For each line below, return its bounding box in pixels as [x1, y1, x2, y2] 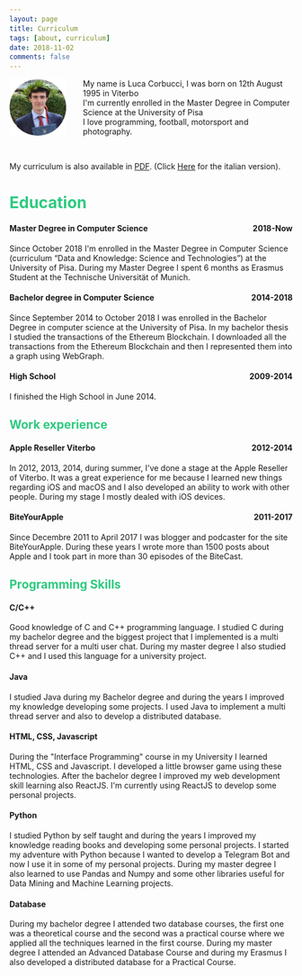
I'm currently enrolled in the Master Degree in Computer [82, 97, 290, 108]
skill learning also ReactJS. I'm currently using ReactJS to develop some [9, 780, 277, 791]
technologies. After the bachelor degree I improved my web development [9, 770, 280, 781]
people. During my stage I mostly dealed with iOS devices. [9, 491, 226, 502]
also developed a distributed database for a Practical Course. [9, 957, 236, 968]
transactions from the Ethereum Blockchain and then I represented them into [9, 340, 293, 351]
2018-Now [253, 222, 293, 233]
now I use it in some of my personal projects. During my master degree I [9, 858, 277, 869]
